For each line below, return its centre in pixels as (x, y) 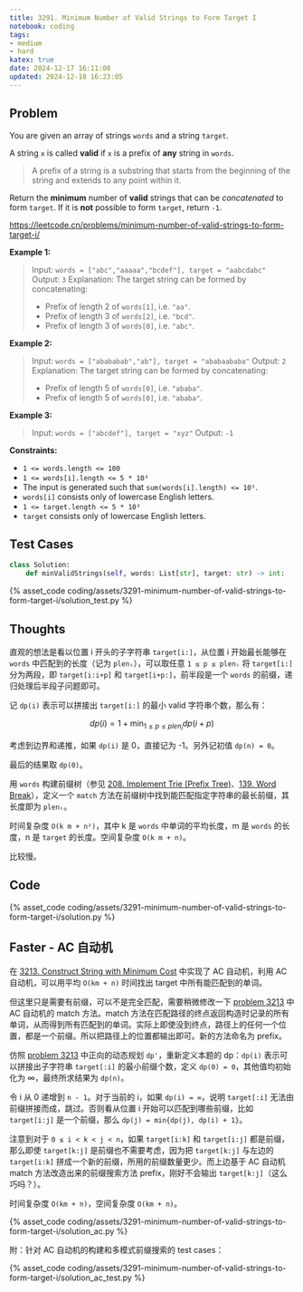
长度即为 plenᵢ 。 (41, 806)
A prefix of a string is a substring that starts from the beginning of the (161, 170)
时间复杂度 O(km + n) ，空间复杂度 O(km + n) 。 (96, 1203)
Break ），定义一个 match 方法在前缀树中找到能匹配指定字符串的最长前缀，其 (149, 795)
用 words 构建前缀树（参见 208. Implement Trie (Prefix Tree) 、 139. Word (143, 784)
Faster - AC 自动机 (61, 948)
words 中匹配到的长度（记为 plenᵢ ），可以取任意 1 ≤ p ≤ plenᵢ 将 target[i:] (151, 663)
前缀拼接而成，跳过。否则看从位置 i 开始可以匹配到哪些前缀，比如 (132, 1108)
